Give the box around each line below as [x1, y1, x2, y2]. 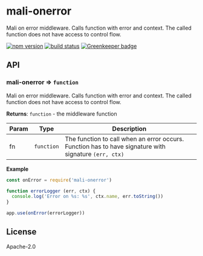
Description [112, 124, 147, 133]
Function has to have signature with [65, 142, 166, 151]
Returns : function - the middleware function [6, 110, 118, 117]
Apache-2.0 [6, 243, 36, 250]
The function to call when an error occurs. [65, 134, 184, 143]
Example [6, 165, 29, 172]
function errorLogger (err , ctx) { [6, 188, 96, 194]
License [6, 227, 37, 237]
